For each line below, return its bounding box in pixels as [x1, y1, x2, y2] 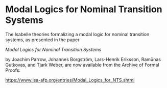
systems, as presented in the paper [5, 37, 80, 43]
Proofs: [5, 67, 21, 73]
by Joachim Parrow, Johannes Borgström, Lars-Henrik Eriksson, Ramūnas [5, 56, 161, 62]
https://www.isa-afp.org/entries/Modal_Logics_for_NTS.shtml [5, 77, 135, 83]
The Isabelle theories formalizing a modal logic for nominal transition [5, 31, 150, 37]
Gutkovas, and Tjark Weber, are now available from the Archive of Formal [5, 62, 159, 68]
